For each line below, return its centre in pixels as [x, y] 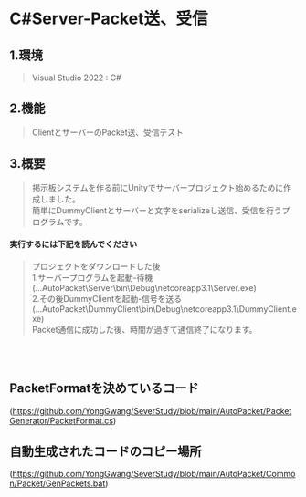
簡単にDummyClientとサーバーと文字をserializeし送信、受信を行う [157, 210]
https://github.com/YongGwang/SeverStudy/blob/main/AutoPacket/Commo [154, 474]
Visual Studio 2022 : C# [76, 78]
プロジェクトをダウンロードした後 [96, 266]
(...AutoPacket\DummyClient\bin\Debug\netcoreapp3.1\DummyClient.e [164, 309]
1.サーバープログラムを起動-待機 [92, 277]
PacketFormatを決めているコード [104, 388]
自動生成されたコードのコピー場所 [106, 452]
